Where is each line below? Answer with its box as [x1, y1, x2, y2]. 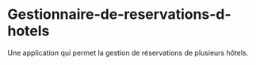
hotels [7, 22, 50, 40]
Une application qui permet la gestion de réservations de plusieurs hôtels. [7, 48, 249, 57]
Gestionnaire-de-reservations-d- [7, 5, 231, 23]
